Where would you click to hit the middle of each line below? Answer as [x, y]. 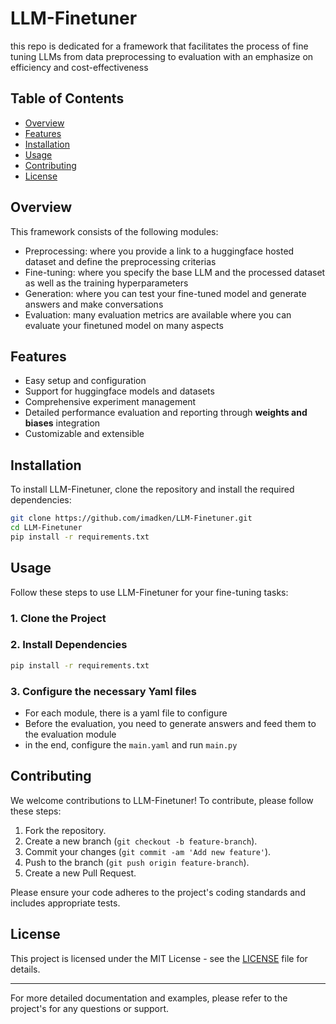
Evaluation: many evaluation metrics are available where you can [158, 314]
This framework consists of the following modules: [114, 231]
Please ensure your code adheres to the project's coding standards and [158, 892]
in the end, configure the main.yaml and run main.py [131, 745]
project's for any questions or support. [90, 1008]
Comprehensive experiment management [110, 402]
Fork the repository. [65, 830]
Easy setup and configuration [85, 381]
